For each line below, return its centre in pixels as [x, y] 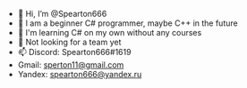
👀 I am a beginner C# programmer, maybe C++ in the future [128, 23]
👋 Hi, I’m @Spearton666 [62, 14]
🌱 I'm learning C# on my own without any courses [110, 32]
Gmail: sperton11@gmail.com [71, 65]
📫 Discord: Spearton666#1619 [74, 52]
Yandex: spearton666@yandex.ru [80, 74]
